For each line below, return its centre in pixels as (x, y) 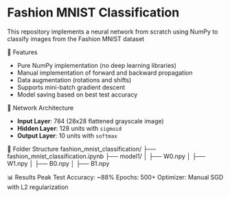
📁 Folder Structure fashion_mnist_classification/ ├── (82, 149)
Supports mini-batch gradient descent (71, 87)
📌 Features (22, 52)
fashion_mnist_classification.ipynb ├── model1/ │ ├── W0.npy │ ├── (106, 156)
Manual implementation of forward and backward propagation (105, 73)
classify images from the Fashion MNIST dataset (76, 38)
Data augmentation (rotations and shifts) (74, 79)
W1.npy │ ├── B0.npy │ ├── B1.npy (58, 163)
